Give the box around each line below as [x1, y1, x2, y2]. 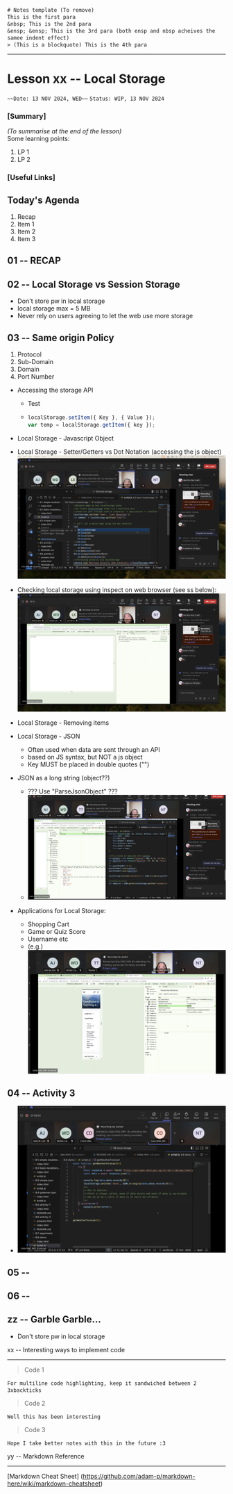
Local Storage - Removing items [17, 719, 110, 727]
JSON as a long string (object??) [17, 774, 110, 782]
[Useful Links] [7, 173, 55, 183]
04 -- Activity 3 [7, 1087, 76, 1099]
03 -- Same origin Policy [7, 331, 114, 343]
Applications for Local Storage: [17, 906, 106, 914]
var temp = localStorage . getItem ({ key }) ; [27, 421, 156, 428]
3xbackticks [7, 1386, 42, 1394]
